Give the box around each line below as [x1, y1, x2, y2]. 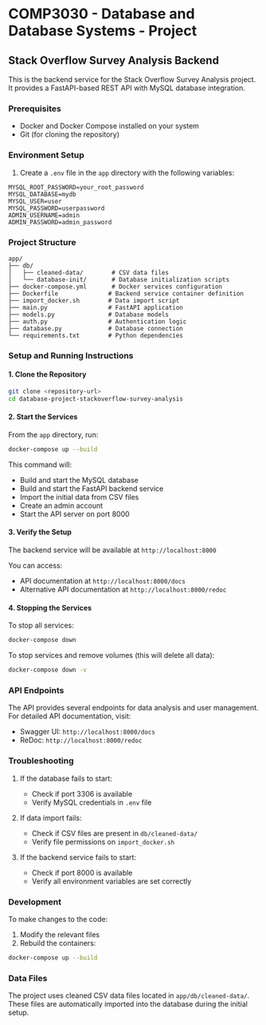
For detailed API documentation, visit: [8, 711, 131, 721]
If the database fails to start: [19, 774, 113, 783]
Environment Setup [8, 149, 85, 160]
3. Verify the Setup [8, 528, 72, 537]
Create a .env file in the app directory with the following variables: [19, 168, 235, 177]
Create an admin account [19, 501, 104, 510]
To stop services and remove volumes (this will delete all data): [8, 651, 215, 660]
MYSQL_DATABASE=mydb [8, 190, 77, 198]
